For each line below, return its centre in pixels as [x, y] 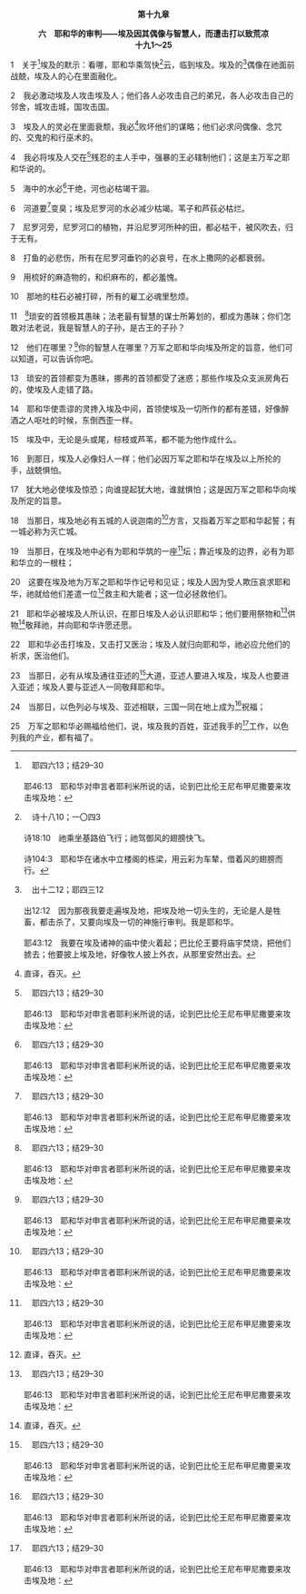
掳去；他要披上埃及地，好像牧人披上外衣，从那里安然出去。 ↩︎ [139, 954]
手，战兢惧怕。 [38, 470]
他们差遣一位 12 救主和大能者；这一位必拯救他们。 [141, 592]
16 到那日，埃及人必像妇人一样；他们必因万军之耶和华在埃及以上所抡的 [146, 459]
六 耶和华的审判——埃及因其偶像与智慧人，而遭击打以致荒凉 [153, 34]
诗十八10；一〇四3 [66, 817]
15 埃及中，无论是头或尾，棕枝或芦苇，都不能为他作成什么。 [126, 439]
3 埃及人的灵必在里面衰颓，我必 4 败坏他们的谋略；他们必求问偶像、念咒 [146, 125]
